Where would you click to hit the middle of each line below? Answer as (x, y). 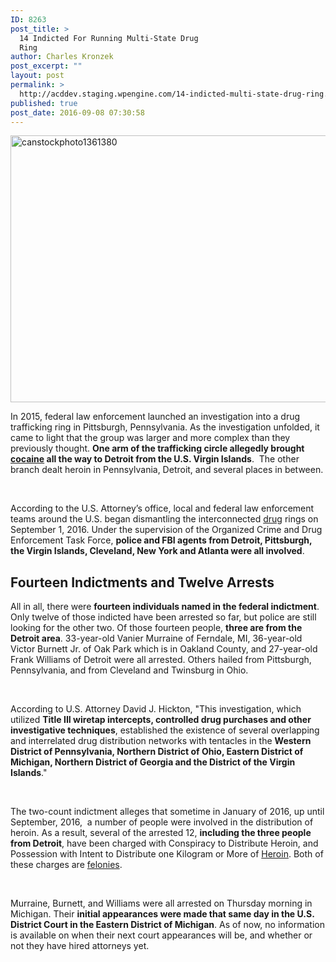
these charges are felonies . (66, 865)
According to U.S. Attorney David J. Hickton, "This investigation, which (156, 709)
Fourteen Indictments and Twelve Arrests (142, 582)
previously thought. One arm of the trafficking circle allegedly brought (157, 448)
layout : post (37, 76)
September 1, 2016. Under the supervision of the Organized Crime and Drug (166, 530)
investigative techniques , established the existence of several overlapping (165, 730)
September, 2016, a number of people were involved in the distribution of (162, 822)
